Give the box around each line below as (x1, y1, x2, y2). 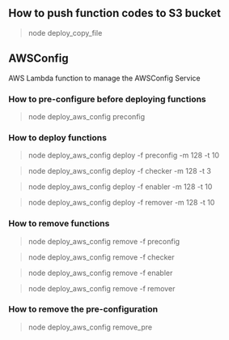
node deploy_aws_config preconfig (28, 111, 146, 121)
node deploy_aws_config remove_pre (28, 322, 152, 332)
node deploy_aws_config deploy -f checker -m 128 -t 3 (28, 166, 212, 176)
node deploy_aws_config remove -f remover (28, 283, 176, 293)
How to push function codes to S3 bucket (8, 6, 221, 20)
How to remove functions (8, 218, 110, 230)
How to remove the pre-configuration (8, 303, 159, 315)
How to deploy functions (8, 131, 108, 143)
